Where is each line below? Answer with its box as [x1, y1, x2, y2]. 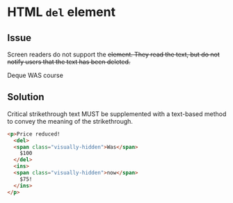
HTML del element [7, 4, 116, 20]
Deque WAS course [7, 71, 64, 79]
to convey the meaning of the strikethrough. [7, 117, 134, 125]
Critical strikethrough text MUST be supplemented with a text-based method [7, 109, 227, 118]
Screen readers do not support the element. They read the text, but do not [7, 50, 220, 58]
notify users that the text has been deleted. [7, 58, 131, 66]
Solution [7, 91, 45, 103]
